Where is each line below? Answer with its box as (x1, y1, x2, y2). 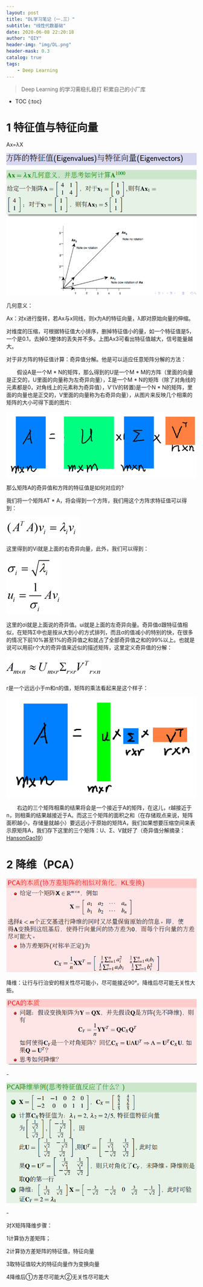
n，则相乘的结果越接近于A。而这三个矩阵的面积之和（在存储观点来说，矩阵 (6, 811, 193, 819)
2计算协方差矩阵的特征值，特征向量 (6, 1247, 95, 1254)
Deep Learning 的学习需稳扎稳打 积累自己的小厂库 (21, 85, 146, 93)
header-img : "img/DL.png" (6, 42, 71, 48)
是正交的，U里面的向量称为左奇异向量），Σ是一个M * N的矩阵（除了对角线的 (6, 376, 196, 384)
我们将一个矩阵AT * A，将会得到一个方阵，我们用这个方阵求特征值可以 (6, 497, 182, 504)
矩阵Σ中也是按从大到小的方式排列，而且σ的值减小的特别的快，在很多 (22, 629, 193, 636)
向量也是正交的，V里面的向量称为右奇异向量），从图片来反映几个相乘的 (16, 391, 193, 399)
